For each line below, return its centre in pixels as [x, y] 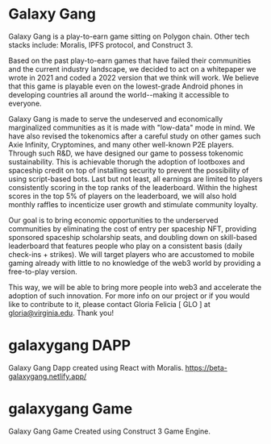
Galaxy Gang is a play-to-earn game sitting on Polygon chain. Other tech [129, 36]
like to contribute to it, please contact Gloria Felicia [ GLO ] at [110, 304]
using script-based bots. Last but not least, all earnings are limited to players [135, 179]
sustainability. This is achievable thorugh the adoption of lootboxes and [127, 161]
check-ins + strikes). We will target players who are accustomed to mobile [131, 254]
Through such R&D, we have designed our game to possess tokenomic [126, 153]
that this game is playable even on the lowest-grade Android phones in [126, 86]
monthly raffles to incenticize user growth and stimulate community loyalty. [133, 204]
